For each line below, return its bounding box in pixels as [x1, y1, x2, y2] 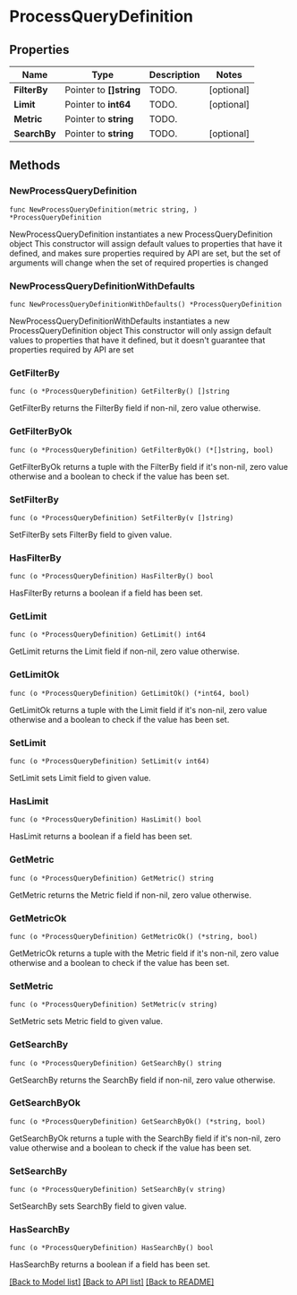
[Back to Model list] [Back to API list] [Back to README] [9, 1276, 215, 1288]
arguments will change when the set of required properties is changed [9, 257, 268, 268]
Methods [9, 158, 61, 173]
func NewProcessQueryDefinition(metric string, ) [9, 204, 199, 214]
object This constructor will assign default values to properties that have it [9, 238, 283, 248]
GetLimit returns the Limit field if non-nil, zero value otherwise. [9, 646, 240, 656]
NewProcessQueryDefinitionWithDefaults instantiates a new [9, 316, 231, 326]
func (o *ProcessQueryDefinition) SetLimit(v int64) [9, 757, 210, 766]
